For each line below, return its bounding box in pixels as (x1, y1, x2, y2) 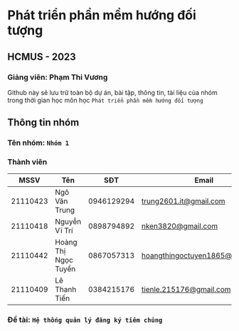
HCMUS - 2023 (7, 51, 76, 63)
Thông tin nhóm (7, 116, 80, 128)
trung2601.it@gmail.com (141, 196, 225, 206)
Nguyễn (55, 217, 82, 227)
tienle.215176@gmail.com (141, 285, 231, 295)
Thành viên (7, 157, 48, 167)
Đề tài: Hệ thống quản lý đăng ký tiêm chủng (7, 315, 163, 325)
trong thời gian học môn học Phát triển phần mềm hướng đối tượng (7, 96, 204, 104)
